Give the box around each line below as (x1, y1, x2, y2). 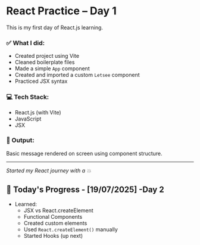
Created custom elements (23, 219, 87, 227)
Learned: (14, 200, 37, 207)
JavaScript (14, 115, 42, 122)
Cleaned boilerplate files (14, 58, 75, 66)
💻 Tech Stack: (6, 93, 49, 101)
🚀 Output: (6, 136, 35, 144)
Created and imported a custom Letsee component (14, 72, 140, 79)
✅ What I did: (6, 39, 45, 47)
